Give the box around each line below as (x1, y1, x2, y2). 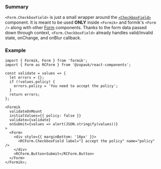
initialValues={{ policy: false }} (9, 113, 81, 118)
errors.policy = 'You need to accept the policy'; (14, 83, 118, 88)
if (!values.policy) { (9, 79, 55, 84)
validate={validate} (9, 117, 51, 122)
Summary (5, 3, 29, 10)
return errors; (9, 92, 40, 97)
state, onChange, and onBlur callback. (5, 35, 81, 41)
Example (5, 47, 26, 54)
